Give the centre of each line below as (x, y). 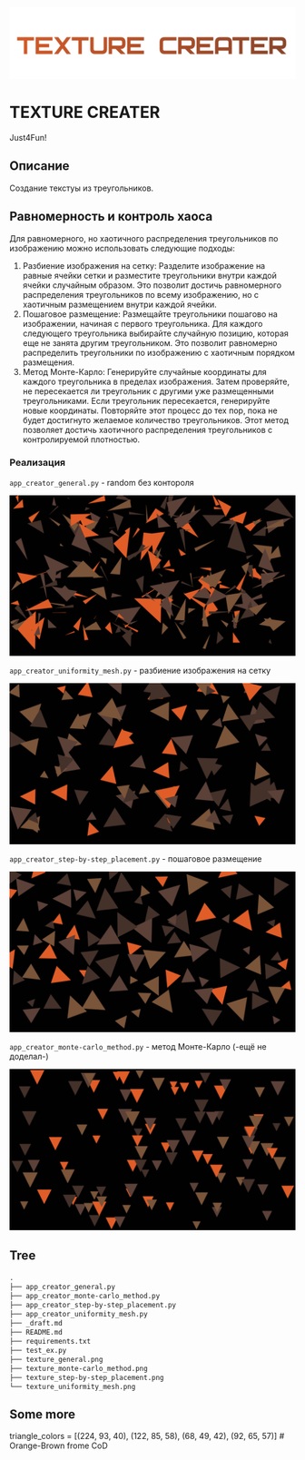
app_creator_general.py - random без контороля (102, 482)
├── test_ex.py (38, 1350)
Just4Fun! (28, 137)
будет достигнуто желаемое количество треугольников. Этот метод (155, 419)
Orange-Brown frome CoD (59, 1445)
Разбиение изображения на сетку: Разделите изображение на (144, 265)
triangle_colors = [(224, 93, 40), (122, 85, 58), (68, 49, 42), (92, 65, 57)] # (147, 1436)
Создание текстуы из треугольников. (82, 188)
